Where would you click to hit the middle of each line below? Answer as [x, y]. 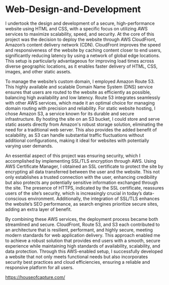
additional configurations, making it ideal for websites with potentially [77, 140]
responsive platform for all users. [40, 267]
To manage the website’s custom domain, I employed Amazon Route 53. [80, 81]
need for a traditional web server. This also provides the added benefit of [81, 129]
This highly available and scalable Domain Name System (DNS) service [79, 86]
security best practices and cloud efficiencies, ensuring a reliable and [78, 262]
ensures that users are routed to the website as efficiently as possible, [78, 92]
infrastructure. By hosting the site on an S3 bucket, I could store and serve [82, 119]
